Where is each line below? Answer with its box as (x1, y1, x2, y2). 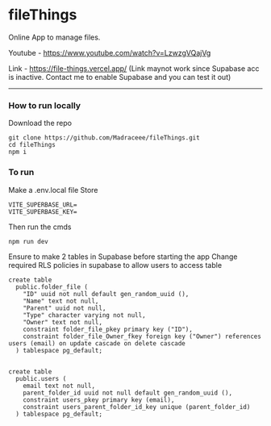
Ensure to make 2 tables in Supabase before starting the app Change (8, 252, 238, 261)
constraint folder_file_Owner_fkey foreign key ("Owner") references (23, 332, 262, 340)
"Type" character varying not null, (23, 311, 147, 319)
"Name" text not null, (23, 297, 99, 305)
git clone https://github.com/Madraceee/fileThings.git (8, 134, 200, 142)
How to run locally (8, 99, 81, 111)
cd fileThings (8, 141, 56, 149)
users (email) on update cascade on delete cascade (8, 339, 186, 348)
